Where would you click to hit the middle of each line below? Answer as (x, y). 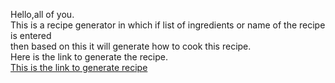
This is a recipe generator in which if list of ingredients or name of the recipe (168, 25)
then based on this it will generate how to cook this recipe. (131, 46)
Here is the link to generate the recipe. (89, 57)
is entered (31, 35)
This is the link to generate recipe (79, 67)
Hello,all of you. (42, 14)
